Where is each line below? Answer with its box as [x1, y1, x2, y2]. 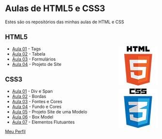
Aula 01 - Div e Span [12, 88, 53, 94]
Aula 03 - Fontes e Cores [12, 98, 63, 104]
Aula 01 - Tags [12, 46, 41, 51]
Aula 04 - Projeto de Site [12, 61, 62, 67]
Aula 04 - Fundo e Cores [12, 104, 62, 109]
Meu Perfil [5, 128, 26, 134]
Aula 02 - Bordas [12, 93, 47, 99]
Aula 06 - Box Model [12, 114, 53, 120]
